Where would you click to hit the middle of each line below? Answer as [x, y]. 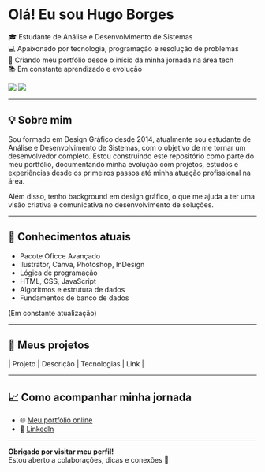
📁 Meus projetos [49, 345]
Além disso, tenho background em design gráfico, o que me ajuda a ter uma [131, 196]
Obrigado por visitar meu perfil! [61, 452]
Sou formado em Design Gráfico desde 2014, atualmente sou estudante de [129, 139]
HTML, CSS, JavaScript [58, 281]
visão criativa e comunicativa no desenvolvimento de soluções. [111, 204]
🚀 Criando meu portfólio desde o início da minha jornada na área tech [121, 60]
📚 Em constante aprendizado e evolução [75, 69]
